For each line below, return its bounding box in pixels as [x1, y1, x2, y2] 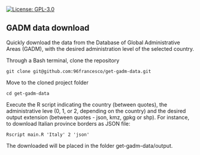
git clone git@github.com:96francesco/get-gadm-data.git [6, 68, 151, 74]
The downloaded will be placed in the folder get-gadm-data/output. [6, 142, 173, 149]
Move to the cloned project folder [6, 78, 89, 86]
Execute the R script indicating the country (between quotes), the [6, 101, 168, 108]
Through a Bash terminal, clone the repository [6, 57, 120, 64]
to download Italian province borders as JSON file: [6, 120, 131, 127]
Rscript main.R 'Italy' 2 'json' [6, 132, 90, 138]
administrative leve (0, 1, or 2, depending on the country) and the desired [6, 107, 186, 114]
